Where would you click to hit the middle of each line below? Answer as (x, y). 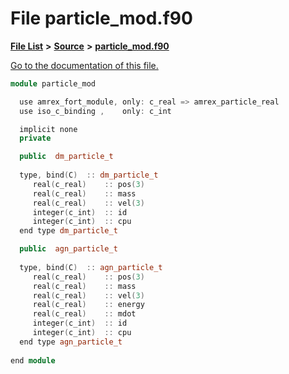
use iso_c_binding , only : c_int (95, 111)
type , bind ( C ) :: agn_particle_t (91, 267)
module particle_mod (53, 83)
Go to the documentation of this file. (84, 65)
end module (33, 360)
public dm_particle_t (66, 157)
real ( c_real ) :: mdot (84, 314)
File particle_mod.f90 (101, 18)
